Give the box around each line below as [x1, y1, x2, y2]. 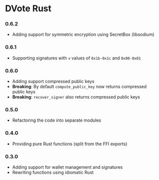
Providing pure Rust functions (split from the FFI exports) [12, 141, 128, 147]
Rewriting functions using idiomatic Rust [12, 169, 94, 175]
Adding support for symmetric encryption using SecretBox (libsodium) [12, 31, 155, 37]
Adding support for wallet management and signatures [12, 164, 123, 170]
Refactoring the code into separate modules [12, 117, 102, 123]
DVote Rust [5, 3, 52, 14]
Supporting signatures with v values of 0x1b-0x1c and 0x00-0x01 [12, 55, 141, 61]
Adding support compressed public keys [12, 78, 95, 84]
